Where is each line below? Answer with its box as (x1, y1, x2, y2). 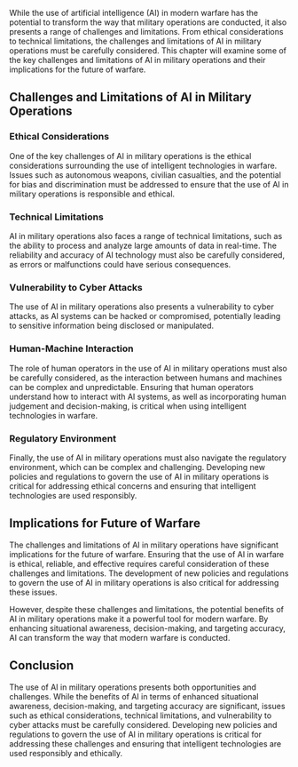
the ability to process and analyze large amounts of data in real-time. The (9, 240, 278, 251)
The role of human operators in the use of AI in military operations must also (9, 363, 288, 373)
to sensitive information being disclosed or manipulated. (9, 320, 215, 332)
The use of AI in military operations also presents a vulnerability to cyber (9, 301, 275, 312)
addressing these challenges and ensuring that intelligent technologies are (9, 738, 282, 749)
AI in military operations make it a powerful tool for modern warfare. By (9, 613, 269, 624)
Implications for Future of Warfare (9, 515, 201, 531)
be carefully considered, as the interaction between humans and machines (9, 372, 282, 383)
